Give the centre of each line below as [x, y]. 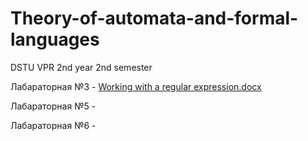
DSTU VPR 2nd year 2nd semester [81, 67]
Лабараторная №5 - [53, 106]
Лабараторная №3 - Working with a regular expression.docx [136, 86]
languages [55, 39]
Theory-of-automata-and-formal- [154, 18]
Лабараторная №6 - [53, 125]
